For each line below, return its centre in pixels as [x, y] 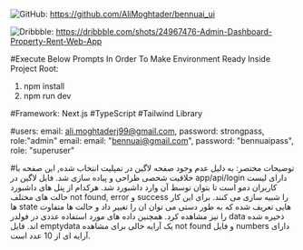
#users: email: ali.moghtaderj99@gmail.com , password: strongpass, [137, 131]
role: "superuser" [43, 150]
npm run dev [47, 96]
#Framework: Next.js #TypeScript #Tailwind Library [107, 113]
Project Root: [34, 69]
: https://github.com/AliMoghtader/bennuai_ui [130, 14]
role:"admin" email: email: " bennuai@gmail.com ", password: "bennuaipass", [152, 140]
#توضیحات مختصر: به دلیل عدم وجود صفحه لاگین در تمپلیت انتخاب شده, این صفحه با [152, 168]
